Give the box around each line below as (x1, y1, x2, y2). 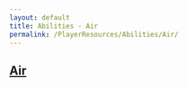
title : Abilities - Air (9, 22, 99, 30)
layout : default (9, 13, 70, 22)
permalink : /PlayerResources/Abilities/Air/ (9, 30, 179, 39)
